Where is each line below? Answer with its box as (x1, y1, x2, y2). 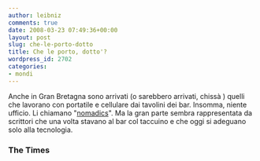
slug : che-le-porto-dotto (8, 41, 93, 49)
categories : (8, 63, 47, 71)
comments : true (8, 19, 58, 27)
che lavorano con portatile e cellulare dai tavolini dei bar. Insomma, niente (8, 100, 247, 109)
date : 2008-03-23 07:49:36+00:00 (8, 26, 118, 34)
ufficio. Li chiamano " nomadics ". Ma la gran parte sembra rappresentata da (8, 108, 253, 118)
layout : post (8, 33, 51, 42)
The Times (8, 145, 50, 156)
